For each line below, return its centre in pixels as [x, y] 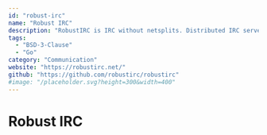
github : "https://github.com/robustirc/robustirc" [94, 75]
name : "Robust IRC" [41, 23]
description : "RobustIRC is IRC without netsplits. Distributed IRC [124, 30]
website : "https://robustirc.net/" [67, 67]
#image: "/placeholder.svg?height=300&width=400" [92, 82]
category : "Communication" [53, 60]
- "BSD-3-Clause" [44, 45]
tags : [17, 38]
